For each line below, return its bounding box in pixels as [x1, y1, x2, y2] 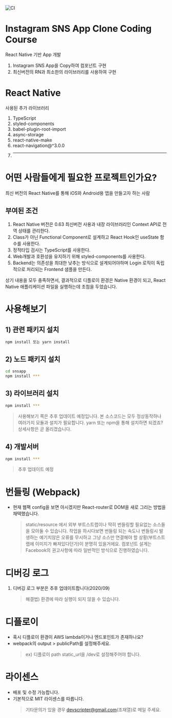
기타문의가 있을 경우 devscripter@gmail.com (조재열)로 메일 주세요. [25, 707, 161, 713]
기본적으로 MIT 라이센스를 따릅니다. [12, 696, 84, 702]
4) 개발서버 [5, 442, 39, 451]
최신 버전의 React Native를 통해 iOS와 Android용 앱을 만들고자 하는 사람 [5, 190, 150, 196]
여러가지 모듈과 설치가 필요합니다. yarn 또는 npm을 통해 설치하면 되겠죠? [17, 419, 163, 425]
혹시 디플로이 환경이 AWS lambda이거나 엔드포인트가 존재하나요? [12, 634, 143, 640]
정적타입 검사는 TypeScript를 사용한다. [12, 247, 91, 253]
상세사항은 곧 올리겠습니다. [17, 426, 72, 432]
